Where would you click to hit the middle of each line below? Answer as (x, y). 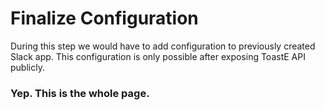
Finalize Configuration (104, 18)
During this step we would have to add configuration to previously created (163, 46)
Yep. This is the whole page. (80, 93)
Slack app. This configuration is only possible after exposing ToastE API (158, 56)
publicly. (27, 67)
